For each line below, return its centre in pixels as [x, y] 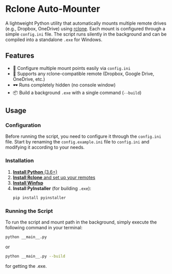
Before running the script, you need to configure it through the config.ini [83, 136]
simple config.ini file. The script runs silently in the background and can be [86, 34]
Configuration [23, 125]
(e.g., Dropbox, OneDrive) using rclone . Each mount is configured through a [85, 28]
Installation [20, 161]
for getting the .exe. [26, 266]
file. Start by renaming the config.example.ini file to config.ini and [78, 142]
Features [20, 56]
